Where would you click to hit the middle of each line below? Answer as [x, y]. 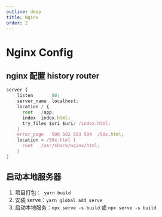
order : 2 [17, 23]
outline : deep [24, 12]
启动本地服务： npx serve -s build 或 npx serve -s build [85, 207]
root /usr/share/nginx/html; [61, 146]
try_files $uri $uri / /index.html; [66, 123]
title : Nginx [22, 17]
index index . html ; [46, 118]
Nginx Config [40, 52]
